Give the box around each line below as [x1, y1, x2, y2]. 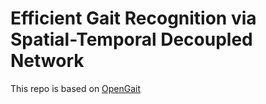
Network [10, 50, 85, 72]
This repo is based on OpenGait [10, 82, 142, 94]
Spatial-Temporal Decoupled [10, 28, 253, 51]
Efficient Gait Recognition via [10, 7, 257, 30]
